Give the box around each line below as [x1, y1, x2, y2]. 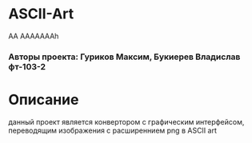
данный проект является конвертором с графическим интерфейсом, [8, 117, 245, 126]
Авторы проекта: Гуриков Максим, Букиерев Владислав [8, 51, 241, 62]
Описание [8, 91, 79, 109]
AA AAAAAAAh [8, 31, 59, 41]
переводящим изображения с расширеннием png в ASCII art [8, 125, 218, 135]
